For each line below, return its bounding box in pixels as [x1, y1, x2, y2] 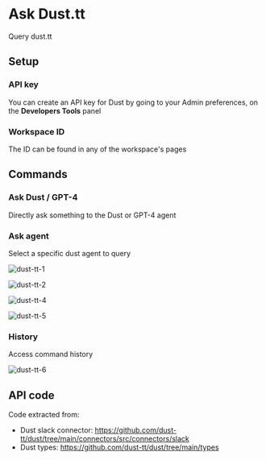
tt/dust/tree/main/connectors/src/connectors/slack [19, 434, 189, 444]
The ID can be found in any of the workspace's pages [8, 144, 187, 154]
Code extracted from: [8, 410, 80, 420]
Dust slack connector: [19, 425, 94, 435]
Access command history [8, 350, 94, 359]
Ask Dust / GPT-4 [8, 192, 78, 203]
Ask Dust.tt [8, 5, 86, 23]
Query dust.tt [8, 31, 52, 41]
